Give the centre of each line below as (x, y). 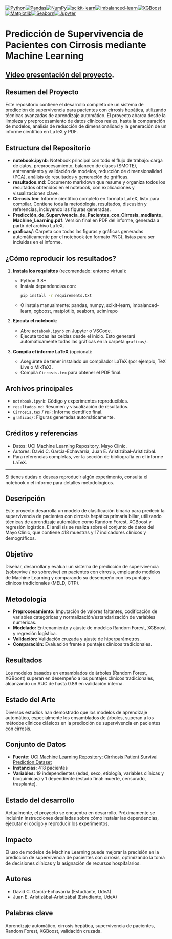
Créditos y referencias (42, 434)
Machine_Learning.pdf (38, 220)
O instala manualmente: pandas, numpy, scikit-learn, (76, 305)
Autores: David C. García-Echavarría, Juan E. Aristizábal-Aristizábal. (84, 451)
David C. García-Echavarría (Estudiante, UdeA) (62, 891)
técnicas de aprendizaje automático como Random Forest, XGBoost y (79, 522)
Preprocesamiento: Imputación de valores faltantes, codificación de (85, 611)
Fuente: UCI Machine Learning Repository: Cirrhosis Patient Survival (85, 757)
